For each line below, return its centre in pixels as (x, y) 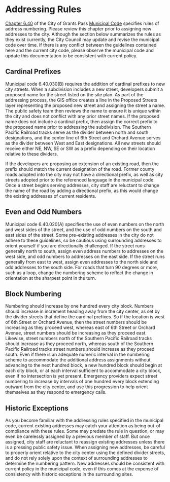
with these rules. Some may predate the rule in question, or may (98, 431)
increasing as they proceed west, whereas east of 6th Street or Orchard (80, 327)
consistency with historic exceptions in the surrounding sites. (69, 474)
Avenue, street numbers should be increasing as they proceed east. (76, 333)
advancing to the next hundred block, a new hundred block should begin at (84, 365)
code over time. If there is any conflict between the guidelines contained (81, 45)
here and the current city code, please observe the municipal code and (79, 50)
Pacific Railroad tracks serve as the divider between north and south (77, 132)
